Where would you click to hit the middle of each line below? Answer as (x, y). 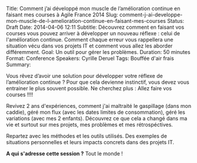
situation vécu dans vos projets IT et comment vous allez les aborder (89, 46)
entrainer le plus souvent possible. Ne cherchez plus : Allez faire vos (89, 88)
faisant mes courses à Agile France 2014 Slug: (62, 15)
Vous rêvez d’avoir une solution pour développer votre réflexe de (84, 76)
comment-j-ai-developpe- (151, 15)
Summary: (19, 64)
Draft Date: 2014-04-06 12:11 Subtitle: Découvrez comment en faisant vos (95, 27)
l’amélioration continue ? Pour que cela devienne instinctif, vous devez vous (98, 82)
